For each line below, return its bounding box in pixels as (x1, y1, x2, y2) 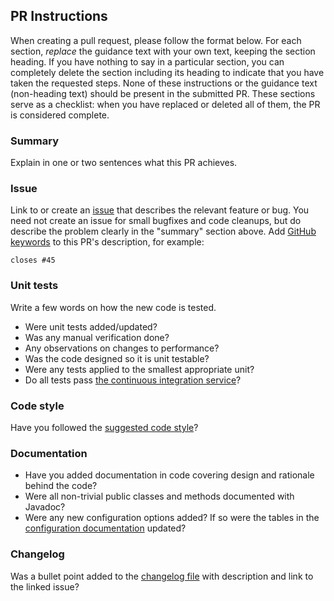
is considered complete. (10, 109, 110, 121)
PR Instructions (10, 8, 108, 25)
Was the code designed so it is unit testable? (24, 352, 210, 364)
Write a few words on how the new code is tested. (10, 301, 217, 313)
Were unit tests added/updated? (24, 320, 158, 333)
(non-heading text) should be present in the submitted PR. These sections (10, 87, 316, 99)
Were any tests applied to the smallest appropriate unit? (24, 363, 255, 375)
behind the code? (24, 480, 98, 492)
